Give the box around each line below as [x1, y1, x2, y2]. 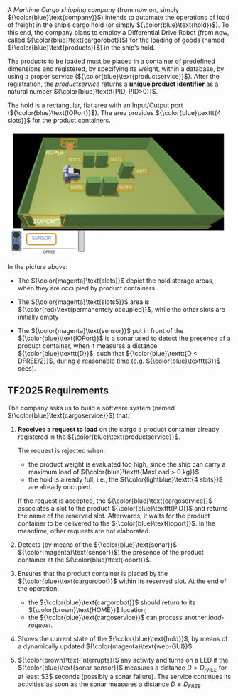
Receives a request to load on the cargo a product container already [17, 425, 220, 433]
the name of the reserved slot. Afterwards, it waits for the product [17, 511, 210, 520]
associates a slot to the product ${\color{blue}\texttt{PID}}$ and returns [17, 504, 229, 512]
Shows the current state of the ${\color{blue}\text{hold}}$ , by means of [17, 634, 229, 643]
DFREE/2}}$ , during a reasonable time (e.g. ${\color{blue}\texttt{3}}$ [17, 357, 221, 365]
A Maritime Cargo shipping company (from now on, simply [7, 6, 180, 14]
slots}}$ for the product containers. [7, 116, 112, 125]
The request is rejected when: [17, 446, 106, 455]
